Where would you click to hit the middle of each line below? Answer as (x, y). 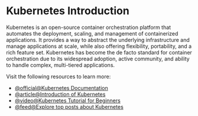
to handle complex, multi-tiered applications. (61, 65)
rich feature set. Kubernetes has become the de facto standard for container (99, 52)
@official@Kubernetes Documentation (61, 88)
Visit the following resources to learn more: (59, 76)
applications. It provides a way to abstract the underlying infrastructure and (98, 40)
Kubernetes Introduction (68, 11)
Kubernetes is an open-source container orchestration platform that (89, 27)
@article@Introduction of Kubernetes (60, 94)
